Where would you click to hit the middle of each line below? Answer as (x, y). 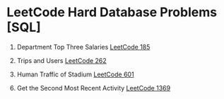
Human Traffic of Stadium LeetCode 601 (76, 74)
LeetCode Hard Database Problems (112, 12)
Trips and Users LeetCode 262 (61, 60)
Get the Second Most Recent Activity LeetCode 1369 (94, 88)
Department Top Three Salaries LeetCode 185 (83, 47)
